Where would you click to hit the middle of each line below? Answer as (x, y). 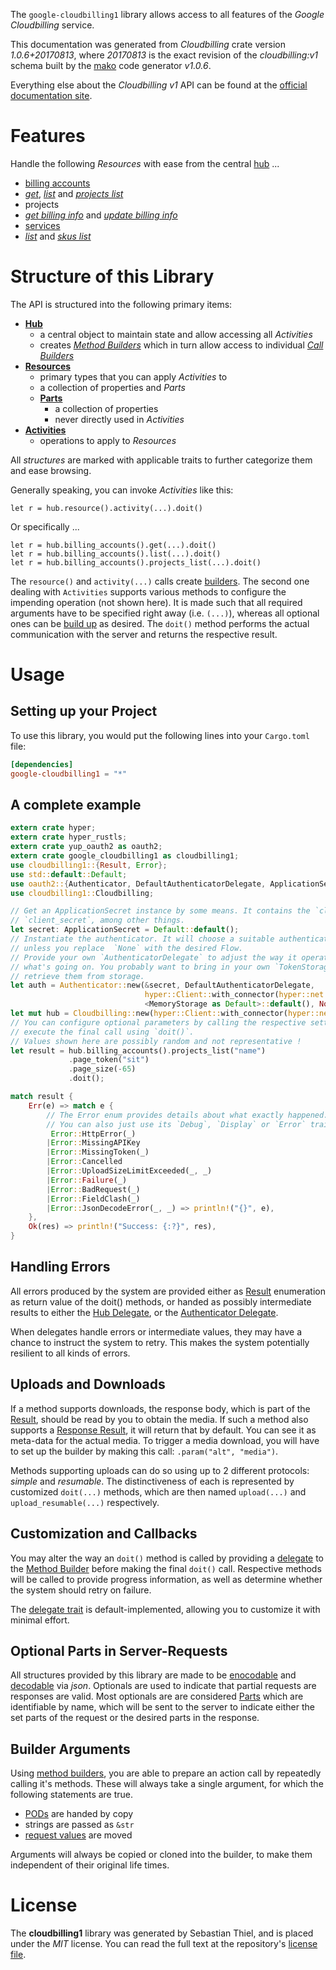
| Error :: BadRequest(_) (93, 1189)
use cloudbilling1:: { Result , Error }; (89, 865)
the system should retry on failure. (81, 1590)
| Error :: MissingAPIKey (93, 1143)
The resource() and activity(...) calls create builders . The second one (160, 581)
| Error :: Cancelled (84, 1162)
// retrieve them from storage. (77, 976)
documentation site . (51, 95)
